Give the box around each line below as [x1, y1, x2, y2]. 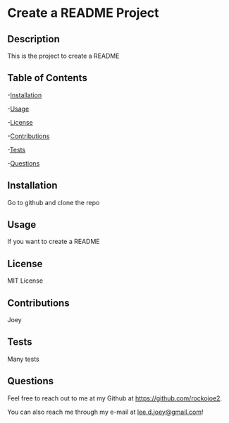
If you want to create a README [7, 238, 100, 246]
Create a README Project [7, 5, 160, 21]
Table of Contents [7, 72, 88, 84]
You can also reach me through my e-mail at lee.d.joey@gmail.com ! [7, 407, 204, 416]
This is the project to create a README [7, 51, 120, 60]
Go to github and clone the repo [7, 198, 100, 207]
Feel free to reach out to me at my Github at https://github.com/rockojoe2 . [7, 393, 223, 403]
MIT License [7, 276, 44, 285]
